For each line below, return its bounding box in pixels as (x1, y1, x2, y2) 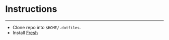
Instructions (5, 3, 57, 15)
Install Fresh (12, 30, 38, 36)
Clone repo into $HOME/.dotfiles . (12, 24, 81, 30)
